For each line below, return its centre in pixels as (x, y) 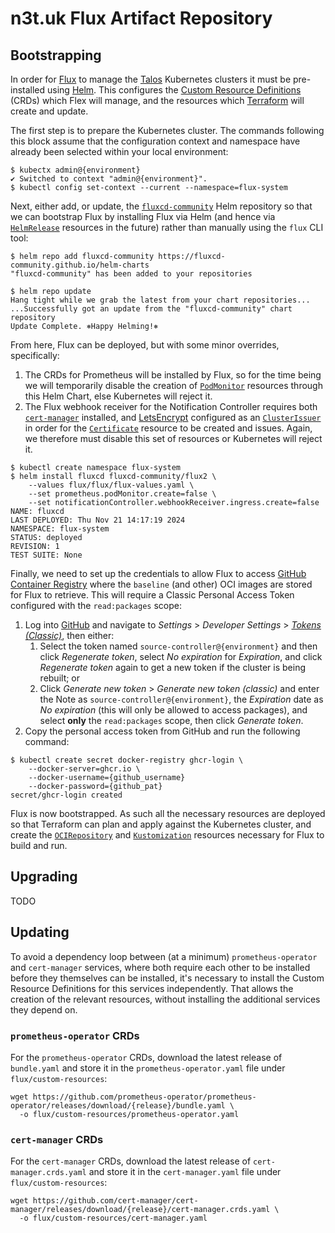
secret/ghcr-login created (66, 795)
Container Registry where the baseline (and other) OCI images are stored (161, 584)
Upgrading (44, 877)
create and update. (49, 111)
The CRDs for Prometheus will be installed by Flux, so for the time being (173, 375)
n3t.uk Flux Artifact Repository (141, 18)
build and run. (39, 845)
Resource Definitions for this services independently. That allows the (152, 988)
